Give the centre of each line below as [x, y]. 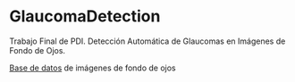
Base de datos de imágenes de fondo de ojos [93, 68]
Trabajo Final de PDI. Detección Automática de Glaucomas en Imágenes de [147, 41]
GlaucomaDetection [85, 16]
